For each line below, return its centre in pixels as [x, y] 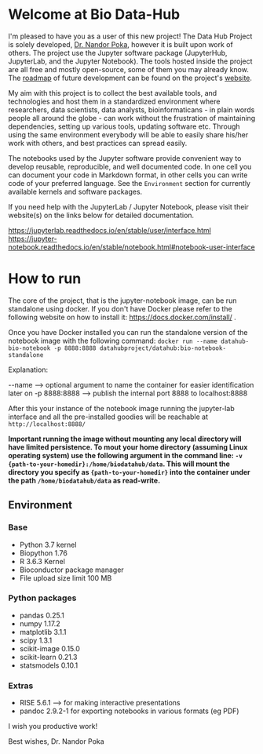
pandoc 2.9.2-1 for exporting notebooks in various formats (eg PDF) [129, 711]
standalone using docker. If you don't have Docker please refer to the [121, 308]
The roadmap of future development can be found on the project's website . [130, 78]
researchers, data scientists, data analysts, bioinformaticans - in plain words [131, 109]
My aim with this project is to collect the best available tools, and [113, 93]
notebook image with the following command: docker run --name [113, 341]
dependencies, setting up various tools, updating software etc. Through [124, 126]
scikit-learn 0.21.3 [48, 657]
